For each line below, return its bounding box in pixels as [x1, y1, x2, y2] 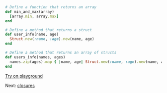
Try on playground [5, 73, 43, 79]
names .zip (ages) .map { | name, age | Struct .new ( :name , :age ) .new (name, [9, 59, 159, 64]
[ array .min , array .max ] [9, 14, 59, 19]
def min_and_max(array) [5, 9, 55, 14]
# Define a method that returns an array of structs [5, 50, 117, 55]
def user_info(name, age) [5, 32, 59, 37]
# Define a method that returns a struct [5, 27, 92, 32]
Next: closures [5, 82, 35, 89]
